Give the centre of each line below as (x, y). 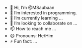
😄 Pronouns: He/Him (32, 36)
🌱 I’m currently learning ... (36, 18)
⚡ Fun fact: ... (23, 41)
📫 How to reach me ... (33, 29)
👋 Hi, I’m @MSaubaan (32, 8)
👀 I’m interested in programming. (43, 13)
